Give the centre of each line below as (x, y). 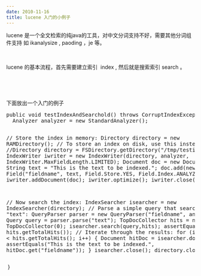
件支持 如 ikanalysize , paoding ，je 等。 (56, 43)
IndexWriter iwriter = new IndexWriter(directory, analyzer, (98, 156)
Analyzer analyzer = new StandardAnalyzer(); (80, 121)
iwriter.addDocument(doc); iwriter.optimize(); (77, 180)
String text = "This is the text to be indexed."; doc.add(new (101, 168)
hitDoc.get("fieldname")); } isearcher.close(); (79, 250)
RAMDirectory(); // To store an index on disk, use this (92, 144)
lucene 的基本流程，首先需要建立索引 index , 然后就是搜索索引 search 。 (96, 67)
